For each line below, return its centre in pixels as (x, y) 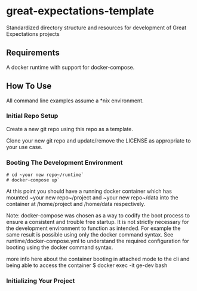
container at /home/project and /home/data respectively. (76, 204)
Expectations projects (33, 34)
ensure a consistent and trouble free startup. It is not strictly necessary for (98, 222)
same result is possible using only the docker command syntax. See (90, 235)
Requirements (33, 53)
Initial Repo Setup (32, 116)
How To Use (29, 86)
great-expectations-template (80, 11)
